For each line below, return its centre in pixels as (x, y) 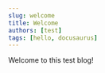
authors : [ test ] (35, 30)
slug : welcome (32, 15)
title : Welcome (33, 23)
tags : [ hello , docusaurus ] (53, 38)
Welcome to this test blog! (51, 60)
